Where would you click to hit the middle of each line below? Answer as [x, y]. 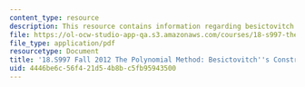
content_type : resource [54, 18]
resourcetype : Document [54, 52]
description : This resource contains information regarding [126, 26]
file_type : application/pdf [63, 43]
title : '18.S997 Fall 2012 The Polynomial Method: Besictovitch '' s [140, 60]
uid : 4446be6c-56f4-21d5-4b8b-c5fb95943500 [93, 69]
